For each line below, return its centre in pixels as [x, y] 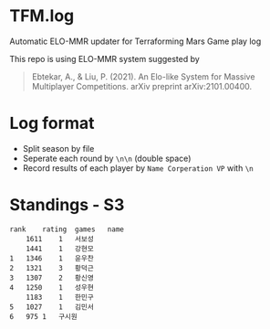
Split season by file [58, 148]
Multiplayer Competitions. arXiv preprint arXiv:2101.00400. [142, 86]
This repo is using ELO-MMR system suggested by [105, 58]
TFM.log [42, 16]
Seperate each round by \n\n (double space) [107, 158]
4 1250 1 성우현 [52, 287]
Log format [52, 123]
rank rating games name [67, 229]
